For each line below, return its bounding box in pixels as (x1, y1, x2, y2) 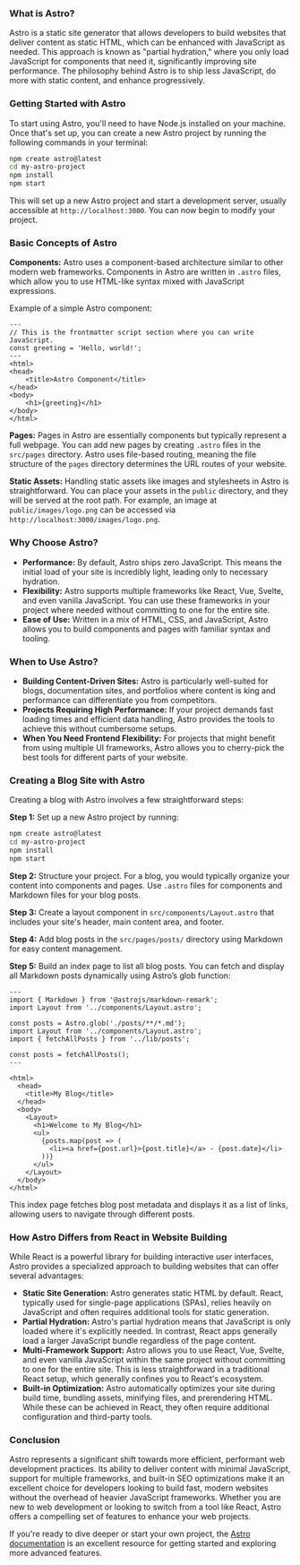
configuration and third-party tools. (21, 1412, 153, 1423)
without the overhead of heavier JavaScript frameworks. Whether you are (9, 1492, 282, 1503)
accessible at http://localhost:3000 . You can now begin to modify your (9, 205, 276, 216)
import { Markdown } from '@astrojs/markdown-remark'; (9, 995, 219, 1004)
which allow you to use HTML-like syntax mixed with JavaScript (9, 276, 244, 287)
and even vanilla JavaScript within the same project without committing (21, 1354, 286, 1365)
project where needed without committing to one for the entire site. (21, 604, 270, 615)
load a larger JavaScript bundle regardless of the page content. (21, 1336, 257, 1346)
